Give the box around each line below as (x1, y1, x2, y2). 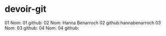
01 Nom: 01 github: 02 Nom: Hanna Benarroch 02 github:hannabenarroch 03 (4, 20, 161, 26)
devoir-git (4, 3, 47, 15)
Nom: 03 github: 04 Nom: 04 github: (4, 25, 79, 31)
